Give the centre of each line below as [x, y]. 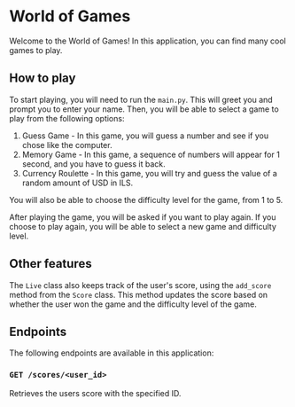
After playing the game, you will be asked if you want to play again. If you [143, 217]
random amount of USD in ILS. [78, 183]
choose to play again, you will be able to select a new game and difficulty [143, 226]
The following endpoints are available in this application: [112, 353]
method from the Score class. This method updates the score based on [139, 294]
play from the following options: [67, 118]
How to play [43, 78]
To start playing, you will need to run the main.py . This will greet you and [141, 99]
